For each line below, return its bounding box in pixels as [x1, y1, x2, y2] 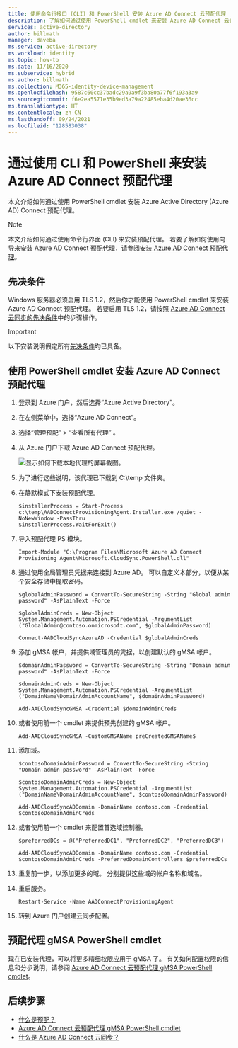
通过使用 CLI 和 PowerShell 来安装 [8, 155, 207, 171]
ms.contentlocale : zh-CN [8, 109, 81, 116]
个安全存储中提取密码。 [18, 577, 87, 586]
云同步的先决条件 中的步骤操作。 [8, 313, 101, 322]
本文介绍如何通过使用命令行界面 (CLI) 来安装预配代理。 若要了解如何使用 [8, 235, 220, 244]
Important [8, 327, 37, 336]
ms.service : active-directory [8, 43, 97, 50]
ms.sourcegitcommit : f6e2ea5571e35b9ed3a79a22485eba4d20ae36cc [8, 96, 198, 103]
